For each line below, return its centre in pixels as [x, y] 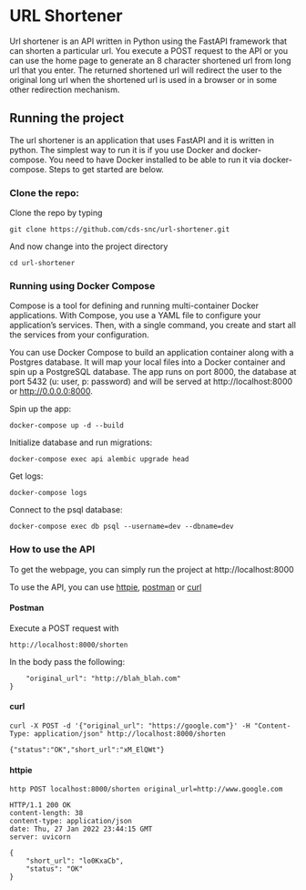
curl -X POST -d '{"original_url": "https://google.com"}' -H [130, 726]
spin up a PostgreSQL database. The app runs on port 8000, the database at [153, 372]
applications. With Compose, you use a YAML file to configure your [135, 316]
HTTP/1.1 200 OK [40, 805]
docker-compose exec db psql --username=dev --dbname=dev [122, 527]
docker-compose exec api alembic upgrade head [99, 460]
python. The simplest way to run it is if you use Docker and [120, 150]
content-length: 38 [46, 813]
